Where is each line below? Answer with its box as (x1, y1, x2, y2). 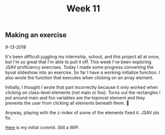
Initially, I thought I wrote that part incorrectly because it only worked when (5, 84, 159, 90)
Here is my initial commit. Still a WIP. (5, 124, 79, 130)
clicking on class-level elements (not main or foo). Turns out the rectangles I (5, 90, 161, 95)
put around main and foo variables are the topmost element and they (5, 94, 145, 100)
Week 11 (66, 3, 101, 14)
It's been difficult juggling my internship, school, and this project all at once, (5, 53, 160, 59)
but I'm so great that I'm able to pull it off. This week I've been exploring (5, 59, 152, 65)
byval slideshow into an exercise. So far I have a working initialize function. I (5, 69, 160, 75)
